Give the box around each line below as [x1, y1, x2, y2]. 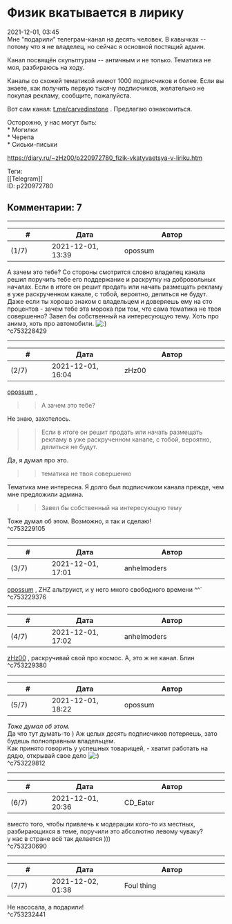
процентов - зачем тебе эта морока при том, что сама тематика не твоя [7, 305, 222, 313]
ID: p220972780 [7, 181, 54, 190]
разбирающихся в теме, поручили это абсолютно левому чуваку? [7, 827, 204, 835]
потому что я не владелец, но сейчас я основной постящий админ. [7, 42, 206, 51]
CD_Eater [124, 797, 155, 807]
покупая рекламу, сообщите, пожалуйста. [7, 91, 132, 100]
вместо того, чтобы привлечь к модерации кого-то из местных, [7, 819, 195, 828]
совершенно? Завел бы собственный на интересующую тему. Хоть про [7, 311, 219, 320]
